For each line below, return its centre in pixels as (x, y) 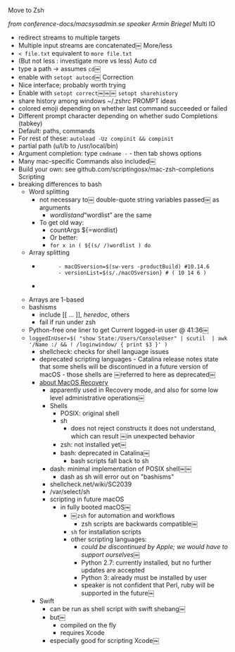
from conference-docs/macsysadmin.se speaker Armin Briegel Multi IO (112, 24)
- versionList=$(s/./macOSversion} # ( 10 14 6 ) (132, 273)
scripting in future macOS (87, 499)
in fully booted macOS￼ (95, 507)
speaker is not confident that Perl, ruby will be (148, 585)
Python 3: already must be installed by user (144, 578)
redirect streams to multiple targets (69, 37)
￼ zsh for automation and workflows (123, 515)
